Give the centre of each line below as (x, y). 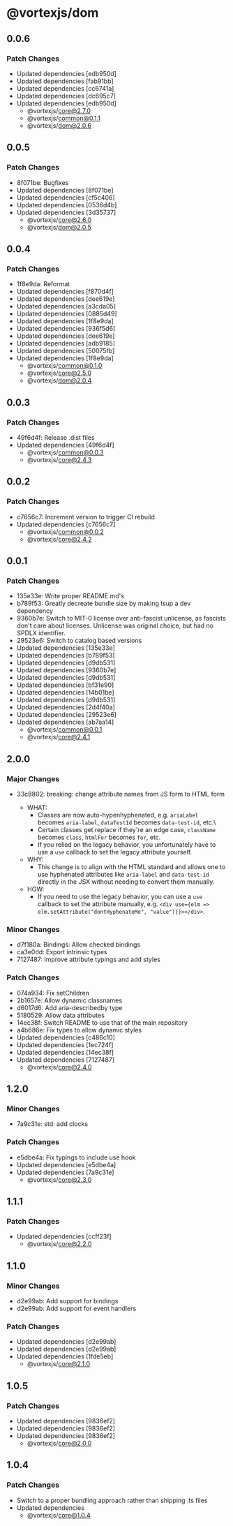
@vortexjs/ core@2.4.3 (59, 459)
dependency (35, 611)
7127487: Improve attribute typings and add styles (89, 960)
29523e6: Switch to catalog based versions (79, 641)
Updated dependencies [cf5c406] (66, 198)
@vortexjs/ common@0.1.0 (65, 366)
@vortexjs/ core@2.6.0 (59, 220)
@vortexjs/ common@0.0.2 (65, 531)
